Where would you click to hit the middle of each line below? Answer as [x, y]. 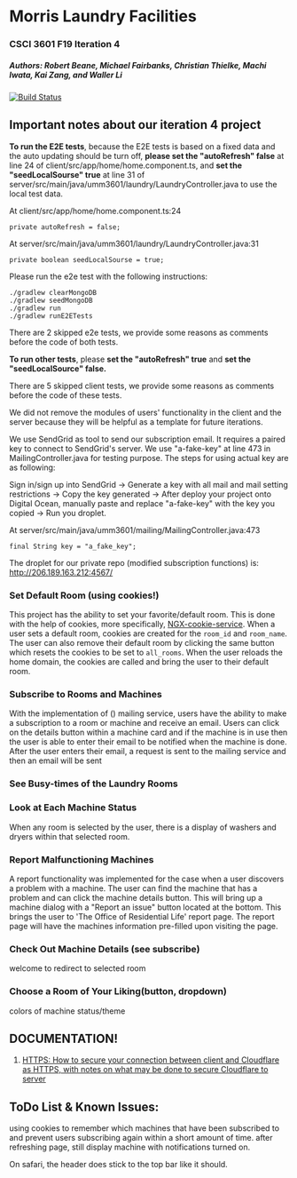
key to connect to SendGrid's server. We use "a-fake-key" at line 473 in [140, 448]
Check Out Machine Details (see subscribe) [105, 949]
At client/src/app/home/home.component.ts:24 [95, 211]
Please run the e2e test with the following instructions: [109, 276]
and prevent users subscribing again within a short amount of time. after [141, 1138]
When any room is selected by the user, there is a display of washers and [143, 827]
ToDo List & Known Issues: [84, 1106]
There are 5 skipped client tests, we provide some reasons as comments [142, 386]
